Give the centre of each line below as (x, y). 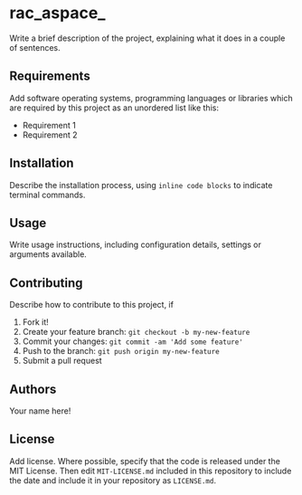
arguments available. (48, 254)
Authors (33, 389)
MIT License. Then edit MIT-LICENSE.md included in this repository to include (151, 471)
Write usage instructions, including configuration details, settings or (136, 245)
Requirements (50, 76)
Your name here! (40, 411)
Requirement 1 (49, 125)
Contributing (46, 283)
